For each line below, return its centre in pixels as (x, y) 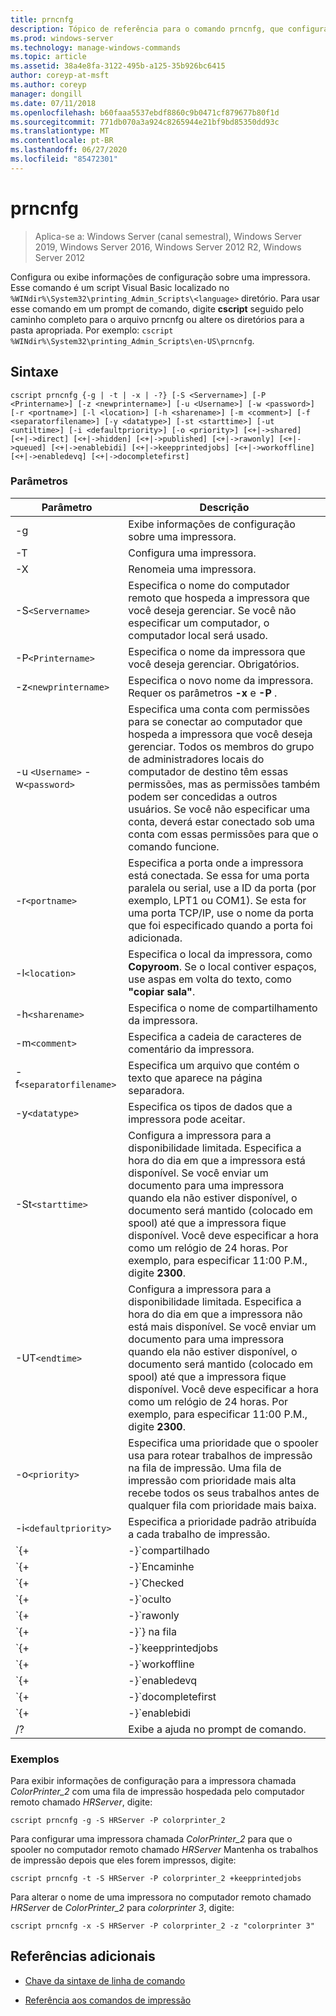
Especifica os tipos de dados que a (210, 1106)
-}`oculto (150, 1599)
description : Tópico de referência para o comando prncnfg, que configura (169, 29)
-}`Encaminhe (161, 1566)
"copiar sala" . (162, 991)
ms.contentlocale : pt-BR (62, 141)
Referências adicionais (83, 1956)
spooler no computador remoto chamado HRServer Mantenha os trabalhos (164, 1850)
